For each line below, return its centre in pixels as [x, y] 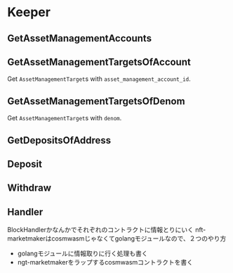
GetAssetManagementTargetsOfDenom [96, 101]
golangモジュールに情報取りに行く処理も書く [82, 253]
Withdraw [29, 188]
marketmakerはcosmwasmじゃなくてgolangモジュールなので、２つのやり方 [117, 239]
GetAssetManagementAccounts [80, 38]
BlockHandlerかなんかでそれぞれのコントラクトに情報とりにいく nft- [107, 230]
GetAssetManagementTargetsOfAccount [99, 62]
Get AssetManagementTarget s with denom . [65, 118]
